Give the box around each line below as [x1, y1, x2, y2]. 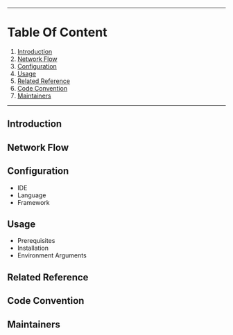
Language [17, 191, 46, 199]
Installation [17, 244, 49, 253]
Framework [17, 198, 50, 206]
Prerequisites [17, 237, 55, 245]
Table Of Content [7, 25, 107, 40]
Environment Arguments [17, 251, 87, 260]
